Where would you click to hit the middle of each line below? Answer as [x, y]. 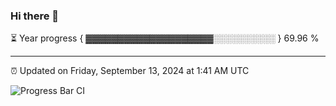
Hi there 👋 [35, 16]
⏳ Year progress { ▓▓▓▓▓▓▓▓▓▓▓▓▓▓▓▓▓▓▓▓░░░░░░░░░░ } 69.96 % [165, 38]
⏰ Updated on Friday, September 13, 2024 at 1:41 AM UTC [130, 71]
